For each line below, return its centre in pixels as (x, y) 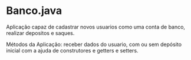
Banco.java (34, 11)
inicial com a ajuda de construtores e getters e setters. (72, 50)
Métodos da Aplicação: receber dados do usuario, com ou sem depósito (94, 44)
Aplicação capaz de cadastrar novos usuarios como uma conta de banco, (96, 27)
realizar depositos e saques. (40, 33)
